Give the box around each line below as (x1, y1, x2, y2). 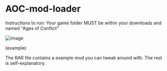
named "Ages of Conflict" (5, 25, 59, 31)
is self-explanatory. (5, 60, 46, 66)
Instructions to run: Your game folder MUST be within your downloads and (5, 20, 162, 26)
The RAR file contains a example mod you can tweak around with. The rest (5, 54, 162, 61)
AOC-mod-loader (5, 3, 81, 15)
